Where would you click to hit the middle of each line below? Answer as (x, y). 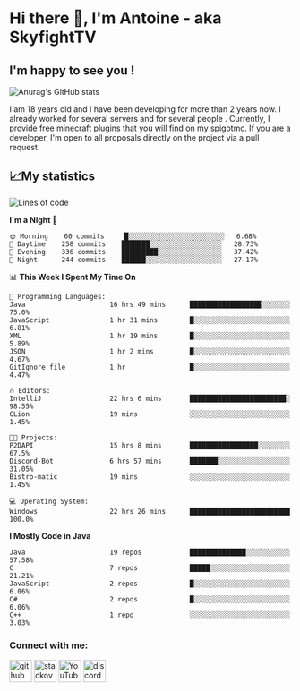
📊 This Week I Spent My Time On (73, 277)
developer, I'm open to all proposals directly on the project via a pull (134, 137)
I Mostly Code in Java (50, 535)
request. (25, 147)
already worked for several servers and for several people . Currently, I (140, 119)
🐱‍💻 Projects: (34, 438)
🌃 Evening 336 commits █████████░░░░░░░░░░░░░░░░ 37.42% (133, 252)
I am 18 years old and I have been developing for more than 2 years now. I (146, 109)
